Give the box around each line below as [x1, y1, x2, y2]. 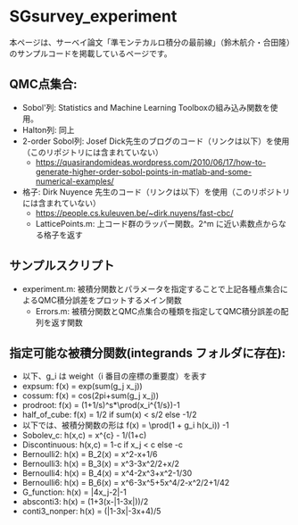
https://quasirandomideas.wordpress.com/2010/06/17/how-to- [35, 156, 267, 167]
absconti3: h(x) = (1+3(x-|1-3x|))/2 [21, 496, 149, 507]
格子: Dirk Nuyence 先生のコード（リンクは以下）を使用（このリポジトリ [21, 186, 291, 197]
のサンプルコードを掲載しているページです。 [9, 47, 172, 59]
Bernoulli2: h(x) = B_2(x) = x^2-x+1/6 [21, 449, 158, 460]
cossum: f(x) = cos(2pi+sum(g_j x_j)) [21, 390, 159, 401]
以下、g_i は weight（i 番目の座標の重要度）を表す [21, 371, 208, 381]
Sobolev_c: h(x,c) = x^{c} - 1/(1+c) [21, 430, 147, 441]
